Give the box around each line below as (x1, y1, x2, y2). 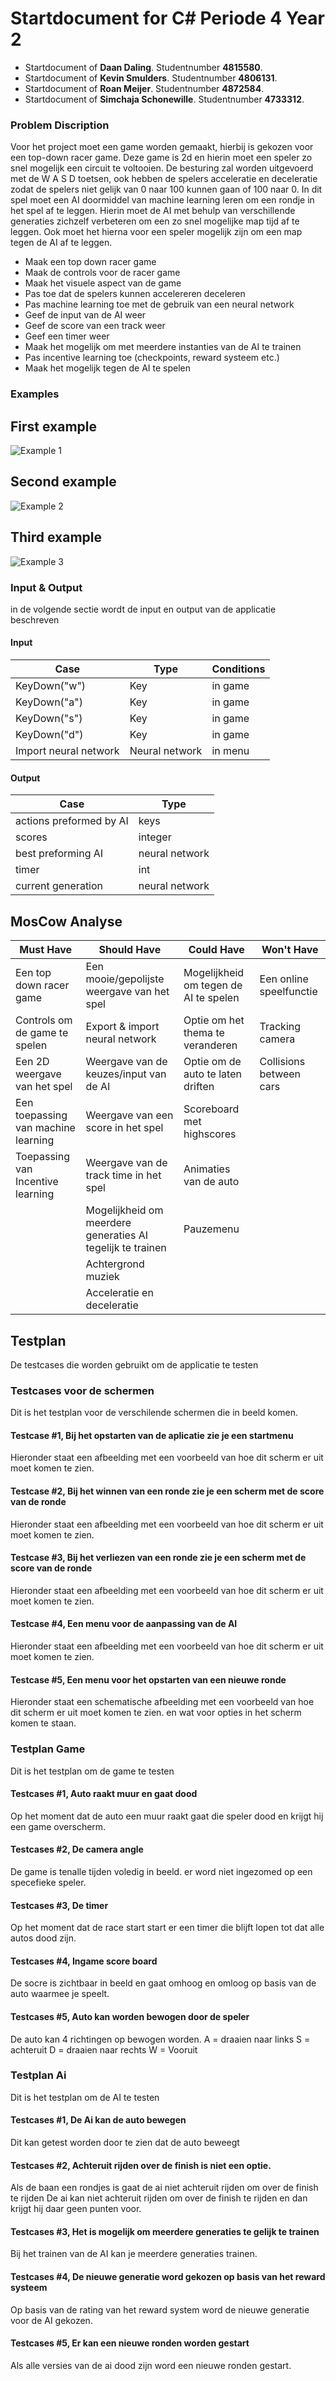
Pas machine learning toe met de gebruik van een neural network (24, 298, 295, 311)
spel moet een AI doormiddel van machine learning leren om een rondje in (10, 194, 315, 206)
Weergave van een (85, 1108, 174, 1122)
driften (183, 1080, 215, 1094)
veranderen (183, 1038, 238, 1052)
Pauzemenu (183, 1222, 240, 1236)
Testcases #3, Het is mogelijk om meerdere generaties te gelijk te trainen (10, 2225, 320, 2237)
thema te (183, 1026, 225, 1040)
